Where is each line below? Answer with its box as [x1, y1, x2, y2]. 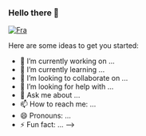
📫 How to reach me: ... [19, 99, 97, 109]
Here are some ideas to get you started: [8, 41, 140, 50]
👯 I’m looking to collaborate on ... [19, 74, 128, 83]
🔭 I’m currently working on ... [19, 56, 115, 66]
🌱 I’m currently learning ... [19, 65, 105, 74]
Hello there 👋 [8, 7, 60, 18]
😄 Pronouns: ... [19, 111, 72, 121]
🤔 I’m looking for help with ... [19, 82, 114, 91]
